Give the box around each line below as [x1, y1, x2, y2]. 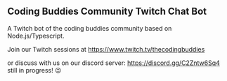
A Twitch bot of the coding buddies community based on [7, 24, 172, 32]
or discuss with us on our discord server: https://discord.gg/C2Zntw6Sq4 [7, 59, 220, 67]
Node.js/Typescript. [7, 31, 65, 40]
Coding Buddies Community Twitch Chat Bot [7, 6, 207, 17]
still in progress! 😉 [7, 66, 62, 74]
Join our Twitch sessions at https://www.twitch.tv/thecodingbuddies [7, 45, 205, 53]
